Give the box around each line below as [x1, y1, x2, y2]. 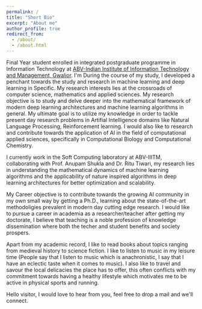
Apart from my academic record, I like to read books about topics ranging [6, 240, 188, 248]
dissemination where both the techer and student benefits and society [6, 222, 180, 230]
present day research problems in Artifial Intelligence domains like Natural [6, 116, 189, 123]
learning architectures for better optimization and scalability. [6, 179, 156, 186]
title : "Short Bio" [6, 14, 55, 20]
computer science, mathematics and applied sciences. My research [6, 91, 174, 98]
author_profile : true [6, 25, 61, 32]
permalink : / [6, 8, 39, 15]
